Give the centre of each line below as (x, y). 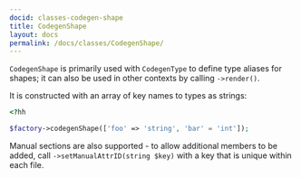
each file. (27, 165)
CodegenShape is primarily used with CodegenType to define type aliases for (146, 69)
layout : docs (34, 34)
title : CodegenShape (49, 26)
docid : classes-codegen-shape (67, 18)
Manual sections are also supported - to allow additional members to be (144, 146)
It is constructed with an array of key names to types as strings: (128, 96)
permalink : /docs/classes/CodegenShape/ (87, 43)
